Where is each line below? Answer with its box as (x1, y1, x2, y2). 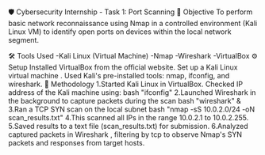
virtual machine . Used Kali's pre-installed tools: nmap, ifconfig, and (8, 71, 230, 80)
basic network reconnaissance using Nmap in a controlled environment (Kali (8, 19, 258, 28)
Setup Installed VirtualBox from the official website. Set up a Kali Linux (8, 62, 238, 72)
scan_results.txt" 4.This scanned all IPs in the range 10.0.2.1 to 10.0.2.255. (8, 113, 249, 122)
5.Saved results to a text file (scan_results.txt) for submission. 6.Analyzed (8, 122, 248, 130)
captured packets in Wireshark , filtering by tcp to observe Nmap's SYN (8, 130, 243, 139)
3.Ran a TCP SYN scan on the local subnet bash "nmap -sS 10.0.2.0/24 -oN (8, 104, 255, 114)
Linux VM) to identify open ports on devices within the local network (8, 27, 232, 36)
